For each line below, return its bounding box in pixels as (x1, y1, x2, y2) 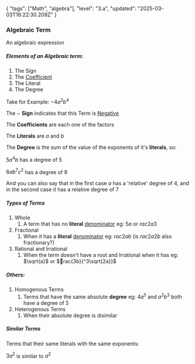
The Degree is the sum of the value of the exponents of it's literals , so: (6, 144, 177, 151)
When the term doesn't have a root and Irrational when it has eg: (23, 251, 179, 258)
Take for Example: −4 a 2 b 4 (6, 97, 69, 105)
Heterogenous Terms (14, 305, 66, 312)
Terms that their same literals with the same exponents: (6, 340, 140, 347)
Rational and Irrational (14, 246, 68, 253)
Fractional (14, 227, 39, 234)
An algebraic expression (6, 39, 64, 46)
